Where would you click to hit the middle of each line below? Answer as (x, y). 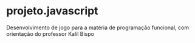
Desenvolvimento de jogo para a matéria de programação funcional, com (98, 27)
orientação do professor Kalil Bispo (50, 33)
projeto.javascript (52, 11)
